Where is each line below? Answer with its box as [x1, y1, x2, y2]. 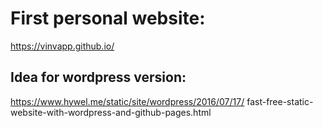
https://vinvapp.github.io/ [10, 40, 115, 52]
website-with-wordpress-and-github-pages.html [10, 106, 212, 118]
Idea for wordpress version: [10, 69, 187, 86]
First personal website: [10, 7, 206, 30]
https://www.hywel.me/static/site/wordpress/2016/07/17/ [10, 95, 245, 107]
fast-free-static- [246, 95, 314, 107]
